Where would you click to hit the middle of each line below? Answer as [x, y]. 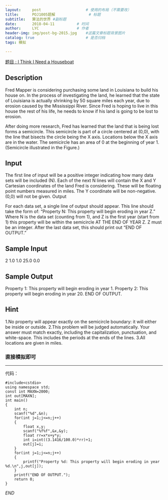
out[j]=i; [33, 444]
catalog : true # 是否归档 [55, 38]
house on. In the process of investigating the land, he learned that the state [82, 95]
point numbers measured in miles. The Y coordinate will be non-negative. [81, 191]
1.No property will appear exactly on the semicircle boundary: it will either [81, 322]
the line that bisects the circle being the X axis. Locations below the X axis [81, 137]
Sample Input [26, 248]
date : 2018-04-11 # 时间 [47, 24]
